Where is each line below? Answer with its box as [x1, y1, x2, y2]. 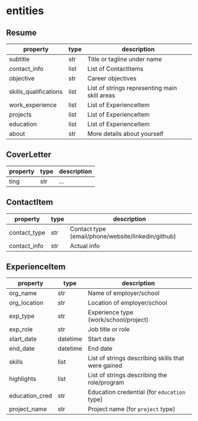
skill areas [87, 92, 115, 99]
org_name [9, 289, 37, 298]
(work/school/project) [87, 316, 149, 324]
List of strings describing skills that [87, 354, 184, 363]
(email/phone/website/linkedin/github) [70, 232, 176, 240]
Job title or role [87, 325, 130, 334]
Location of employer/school [87, 299, 167, 307]
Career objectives [87, 74, 137, 82]
